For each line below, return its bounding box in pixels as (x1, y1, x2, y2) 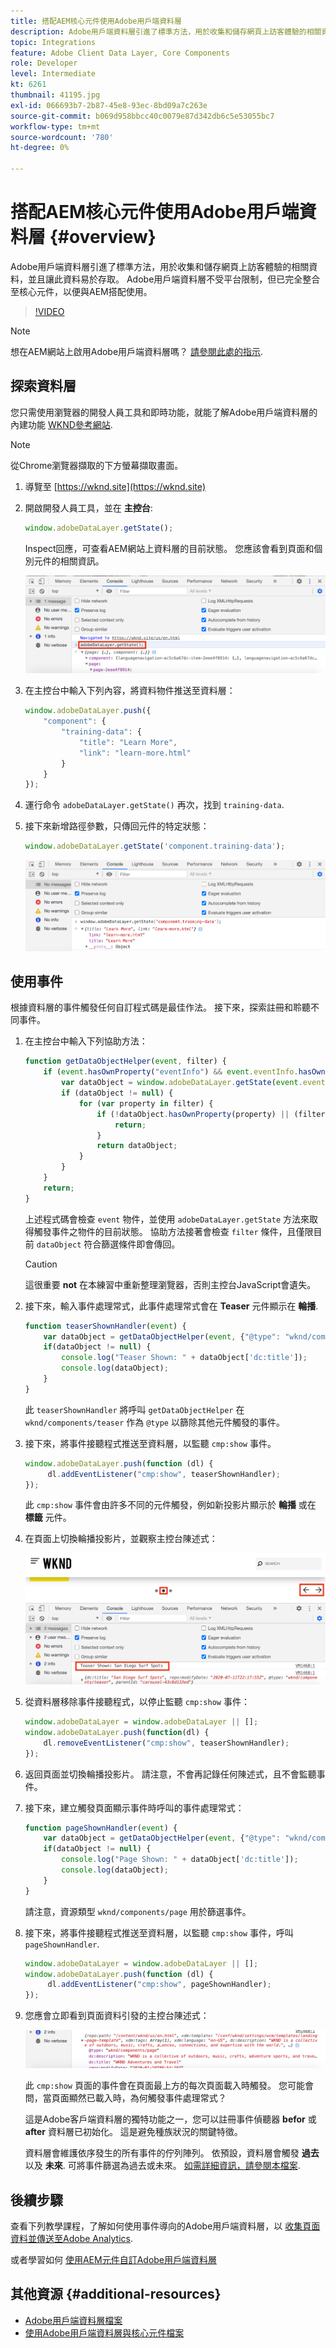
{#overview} (49, 226, 157, 249)
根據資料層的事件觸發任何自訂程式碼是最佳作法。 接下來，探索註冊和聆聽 (10, 1001, 311, 1014)
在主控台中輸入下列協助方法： (24, 1035, 148, 1047)
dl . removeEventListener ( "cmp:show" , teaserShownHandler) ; (43, 1738, 290, 1748)
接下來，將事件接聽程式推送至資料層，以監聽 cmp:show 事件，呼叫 (24, 1926, 294, 1939)
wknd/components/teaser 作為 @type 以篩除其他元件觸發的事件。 (24, 1416, 285, 1428)
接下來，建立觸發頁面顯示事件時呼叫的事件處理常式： (24, 1801, 245, 1814)
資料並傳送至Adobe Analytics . (10, 2232, 134, 2244)
